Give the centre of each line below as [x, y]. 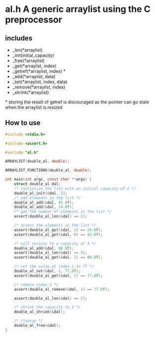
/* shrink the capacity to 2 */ [47, 307]
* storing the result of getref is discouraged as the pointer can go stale [77, 102]
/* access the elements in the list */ [55, 225]
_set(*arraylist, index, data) [40, 82]
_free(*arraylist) [28, 60]
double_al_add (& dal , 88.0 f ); [44, 248]
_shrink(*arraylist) [30, 92]
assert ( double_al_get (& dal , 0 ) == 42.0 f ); [58, 234]
